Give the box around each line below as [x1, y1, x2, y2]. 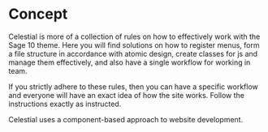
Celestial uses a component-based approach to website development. [8, 114, 244, 124]
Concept [8, 5, 68, 23]
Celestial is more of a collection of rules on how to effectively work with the [8, 32, 261, 41]
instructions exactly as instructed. [8, 99, 122, 109]
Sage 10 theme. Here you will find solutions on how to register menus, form [8, 40, 260, 49]
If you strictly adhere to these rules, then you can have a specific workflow [8, 82, 258, 92]
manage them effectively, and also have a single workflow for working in [8, 57, 251, 67]
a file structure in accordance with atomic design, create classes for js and [8, 49, 258, 58]
